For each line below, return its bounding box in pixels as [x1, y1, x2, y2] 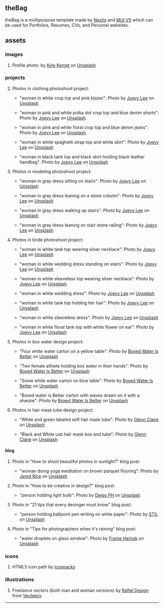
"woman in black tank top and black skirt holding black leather [19, 154, 145, 160]
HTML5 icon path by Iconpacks [12, 564, 76, 570]
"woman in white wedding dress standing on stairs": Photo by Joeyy [19, 261, 157, 267]
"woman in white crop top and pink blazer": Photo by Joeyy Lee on [19, 95, 154, 101]
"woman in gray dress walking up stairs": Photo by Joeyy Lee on [19, 207, 150, 213]
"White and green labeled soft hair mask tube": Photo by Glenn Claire [19, 416, 159, 422]
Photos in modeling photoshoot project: [12, 169, 92, 174]
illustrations [5, 576, 34, 583]
